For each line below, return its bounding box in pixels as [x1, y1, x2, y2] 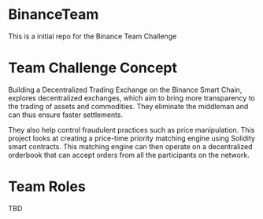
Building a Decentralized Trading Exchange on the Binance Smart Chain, [8, 85, 243, 94]
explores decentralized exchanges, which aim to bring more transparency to [8, 93, 256, 103]
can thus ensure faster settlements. [8, 110, 124, 119]
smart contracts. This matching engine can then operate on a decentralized [8, 141, 254, 151]
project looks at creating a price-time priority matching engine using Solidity [8, 133, 256, 143]
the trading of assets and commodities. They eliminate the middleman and [8, 101, 249, 111]
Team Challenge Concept [8, 59, 177, 77]
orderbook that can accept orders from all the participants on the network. [8, 150, 250, 159]
